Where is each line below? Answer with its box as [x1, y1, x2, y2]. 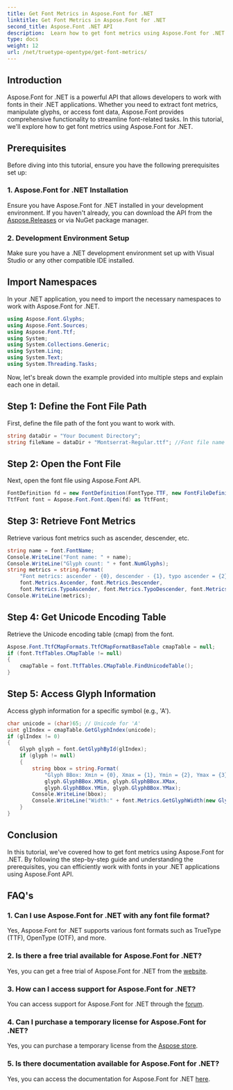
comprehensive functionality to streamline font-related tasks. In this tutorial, [7, 115, 224, 123]
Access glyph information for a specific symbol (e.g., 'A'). [7, 706, 171, 714]
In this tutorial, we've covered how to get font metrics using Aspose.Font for [7, 847, 224, 856]
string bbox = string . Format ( [32, 765, 119, 772]
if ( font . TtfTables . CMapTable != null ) [7, 649, 123, 657]
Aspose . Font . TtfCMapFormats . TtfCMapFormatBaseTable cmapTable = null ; [7, 643, 216, 650]
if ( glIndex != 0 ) [7, 732, 60, 740]
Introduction [7, 74, 62, 87]
